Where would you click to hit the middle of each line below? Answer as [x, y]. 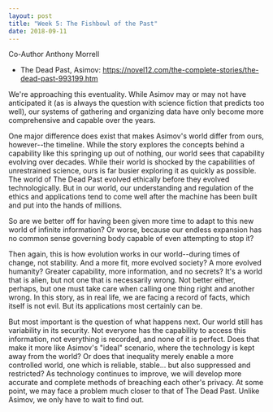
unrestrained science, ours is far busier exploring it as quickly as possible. [132, 171]
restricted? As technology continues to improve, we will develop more [125, 374]
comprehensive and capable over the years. [82, 121]
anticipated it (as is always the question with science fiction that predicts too [136, 103]
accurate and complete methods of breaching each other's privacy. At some [136, 383]
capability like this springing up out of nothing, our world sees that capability [137, 153]
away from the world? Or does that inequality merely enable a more [121, 357]
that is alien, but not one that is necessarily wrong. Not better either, [122, 280]
